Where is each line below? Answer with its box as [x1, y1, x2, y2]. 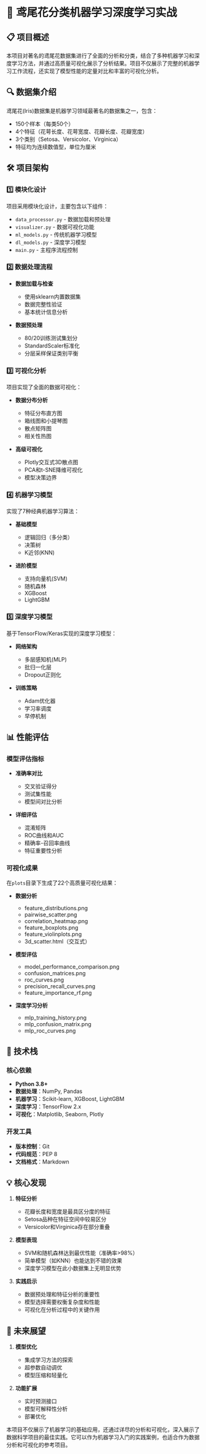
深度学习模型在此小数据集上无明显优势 [24, 1265, 121, 1272]
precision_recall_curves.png [24, 982, 96, 990]
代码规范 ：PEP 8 [15, 1150, 58, 1157]
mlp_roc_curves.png [24, 1027, 76, 1034]
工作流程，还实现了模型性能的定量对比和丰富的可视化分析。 [11, 67, 162, 74]
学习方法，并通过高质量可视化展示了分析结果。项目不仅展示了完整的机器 [11, 59, 194, 67]
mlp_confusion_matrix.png [24, 1020, 92, 1027]
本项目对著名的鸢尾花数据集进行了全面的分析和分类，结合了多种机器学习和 [6, 52, 194, 59]
